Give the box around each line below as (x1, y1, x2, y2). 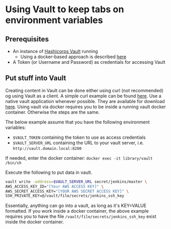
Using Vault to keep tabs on (5, 4, 124, 15)
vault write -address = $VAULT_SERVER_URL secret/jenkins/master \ (5, 179, 147, 184)
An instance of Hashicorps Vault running (12, 48, 98, 54)
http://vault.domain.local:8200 (12, 146, 82, 151)
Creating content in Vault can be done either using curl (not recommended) (5, 87, 164, 93)
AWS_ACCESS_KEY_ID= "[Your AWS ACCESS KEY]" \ (5, 184, 104, 189)
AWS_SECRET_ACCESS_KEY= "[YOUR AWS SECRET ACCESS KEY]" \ (5, 189, 129, 194)
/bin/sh (5, 160, 22, 165)
